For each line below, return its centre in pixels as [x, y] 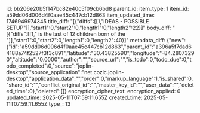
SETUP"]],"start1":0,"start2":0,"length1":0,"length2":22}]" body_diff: [89, 28]
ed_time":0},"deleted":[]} [37, 91]
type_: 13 [60, 104]
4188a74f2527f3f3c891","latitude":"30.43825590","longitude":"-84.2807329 [100, 53]
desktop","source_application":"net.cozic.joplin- [65, 72]
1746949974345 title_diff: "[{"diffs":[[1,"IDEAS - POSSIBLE [78, 21]
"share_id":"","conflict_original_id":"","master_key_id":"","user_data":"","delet [100, 85]
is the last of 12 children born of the [82, 34]
